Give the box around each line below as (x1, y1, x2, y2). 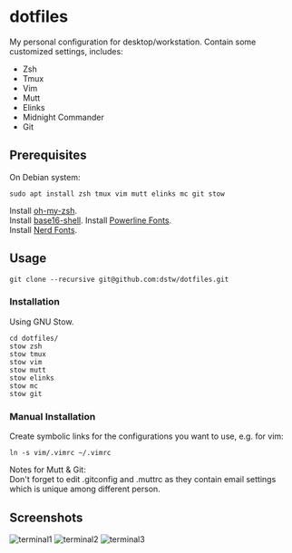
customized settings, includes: (9, 45, 124, 56)
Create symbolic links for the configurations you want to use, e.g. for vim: (9, 431, 284, 441)
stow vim (9, 357, 43, 366)
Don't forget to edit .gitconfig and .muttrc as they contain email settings (9, 474, 277, 485)
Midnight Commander (22, 112, 104, 122)
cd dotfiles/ (9, 334, 59, 343)
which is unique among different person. (9, 483, 161, 495)
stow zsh (9, 342, 43, 351)
